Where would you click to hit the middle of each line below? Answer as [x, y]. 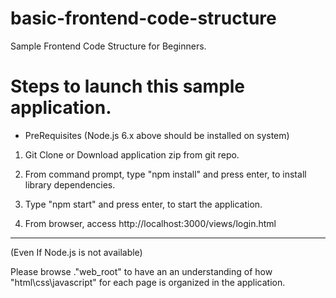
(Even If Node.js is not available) [76, 252]
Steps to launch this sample [128, 86]
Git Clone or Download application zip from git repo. [132, 154]
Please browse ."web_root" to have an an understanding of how [141, 271]
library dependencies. [70, 184]
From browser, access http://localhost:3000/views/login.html [150, 223]
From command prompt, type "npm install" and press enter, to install [165, 174]
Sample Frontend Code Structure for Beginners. [108, 46]
